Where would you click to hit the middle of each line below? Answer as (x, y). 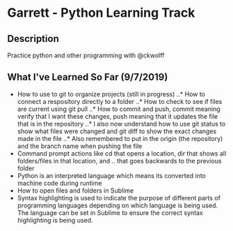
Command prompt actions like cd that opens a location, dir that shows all (122, 153)
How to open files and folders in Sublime (75, 191)
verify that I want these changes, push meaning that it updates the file (118, 116)
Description (33, 39)
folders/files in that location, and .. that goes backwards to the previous (119, 161)
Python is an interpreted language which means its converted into (112, 175)
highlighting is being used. (55, 220)
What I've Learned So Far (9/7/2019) (88, 77)
